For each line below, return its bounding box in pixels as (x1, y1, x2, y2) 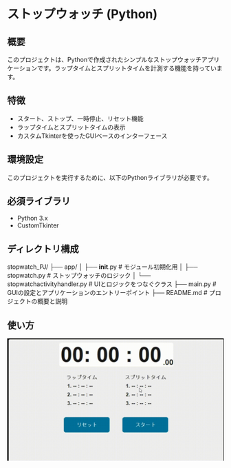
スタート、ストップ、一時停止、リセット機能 (16, 114, 144, 123)
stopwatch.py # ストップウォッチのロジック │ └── (7, 272, 151, 280)
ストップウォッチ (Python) (7, 6, 158, 22)
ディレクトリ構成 (7, 243, 79, 255)
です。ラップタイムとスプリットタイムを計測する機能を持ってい (36, 64, 217, 72)
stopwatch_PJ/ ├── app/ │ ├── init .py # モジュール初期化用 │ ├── (7, 263, 198, 271)
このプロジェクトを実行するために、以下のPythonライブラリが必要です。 (7, 173, 213, 181)
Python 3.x (16, 214, 48, 223)
